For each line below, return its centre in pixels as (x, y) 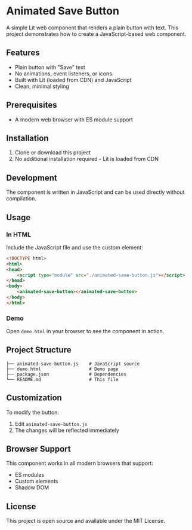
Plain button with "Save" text (50, 67)
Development (32, 178)
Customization (34, 398)
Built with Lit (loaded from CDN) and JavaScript (73, 80)
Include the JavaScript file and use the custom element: (75, 247)
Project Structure (39, 350)
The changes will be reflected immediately (67, 430)
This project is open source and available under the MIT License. (86, 521)
